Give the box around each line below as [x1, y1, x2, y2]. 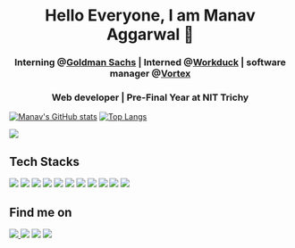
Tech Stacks [9, 153, 80, 169]
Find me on [9, 204, 72, 219]
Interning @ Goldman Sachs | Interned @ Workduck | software [14, 56, 286, 69]
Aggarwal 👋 [105, 24, 195, 45]
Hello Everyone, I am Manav [44, 5, 257, 26]
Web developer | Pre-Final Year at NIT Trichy [51, 91, 249, 103]
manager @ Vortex [109, 68, 191, 80]
